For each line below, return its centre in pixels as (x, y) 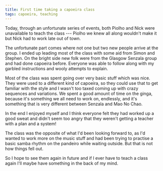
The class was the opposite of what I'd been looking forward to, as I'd (75, 133)
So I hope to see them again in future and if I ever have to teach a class (76, 158)
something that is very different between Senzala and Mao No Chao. (74, 104)
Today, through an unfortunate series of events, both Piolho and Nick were (80, 28)
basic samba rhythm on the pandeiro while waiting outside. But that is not (79, 143)
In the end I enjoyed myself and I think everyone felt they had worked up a (80, 113)
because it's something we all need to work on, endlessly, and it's (71, 98)
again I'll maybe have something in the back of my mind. (62, 163)
